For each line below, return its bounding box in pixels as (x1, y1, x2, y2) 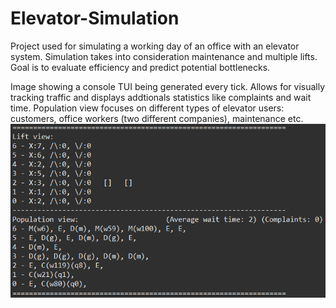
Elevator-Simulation (10, 7, 180, 30)
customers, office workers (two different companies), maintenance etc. (10, 112, 304, 124)
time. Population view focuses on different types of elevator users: (10, 102, 285, 114)
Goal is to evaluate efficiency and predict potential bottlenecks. (10, 61, 271, 73)
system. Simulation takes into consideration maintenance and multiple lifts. (10, 50, 318, 62)
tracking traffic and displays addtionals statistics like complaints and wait (10, 91, 312, 103)
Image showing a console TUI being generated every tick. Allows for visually (10, 80, 326, 92)
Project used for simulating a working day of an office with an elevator (10, 40, 300, 52)
